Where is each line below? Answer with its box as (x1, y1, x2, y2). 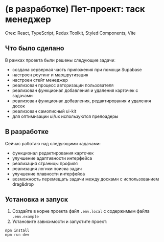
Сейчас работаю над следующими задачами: (5, 140, 101, 146)
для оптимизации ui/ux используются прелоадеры (12, 113, 118, 119)
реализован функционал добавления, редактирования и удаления (12, 98, 151, 104)
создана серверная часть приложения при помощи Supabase (12, 66, 142, 72)
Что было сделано (5, 44, 65, 52)
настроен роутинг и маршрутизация (12, 72, 89, 78)
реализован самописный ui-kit (12, 108, 77, 114)
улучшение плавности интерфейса (12, 171, 85, 176)
